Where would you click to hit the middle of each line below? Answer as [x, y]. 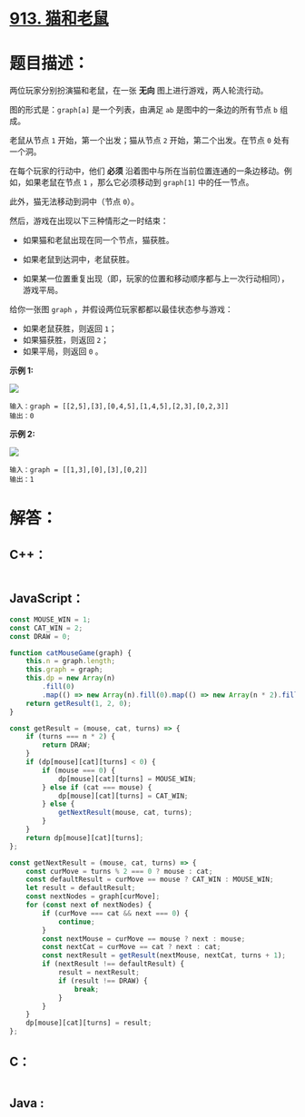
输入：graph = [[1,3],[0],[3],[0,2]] [79, 470]
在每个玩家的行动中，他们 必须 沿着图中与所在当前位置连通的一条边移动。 [147, 171]
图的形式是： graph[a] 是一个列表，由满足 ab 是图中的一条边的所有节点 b [144, 110]
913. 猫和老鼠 [59, 19]
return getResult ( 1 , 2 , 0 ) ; [79, 703]
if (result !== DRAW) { [103, 981]
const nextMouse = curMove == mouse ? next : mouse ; [144, 939]
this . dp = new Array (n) [71, 678]
